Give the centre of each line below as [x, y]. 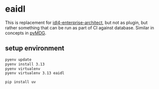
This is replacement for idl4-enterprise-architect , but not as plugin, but [76, 22]
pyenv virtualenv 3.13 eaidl [35, 73]
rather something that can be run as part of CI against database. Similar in [79, 27]
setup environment [35, 48]
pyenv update [18, 60]
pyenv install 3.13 [25, 64]
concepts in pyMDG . [26, 33]
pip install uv [21, 82]
